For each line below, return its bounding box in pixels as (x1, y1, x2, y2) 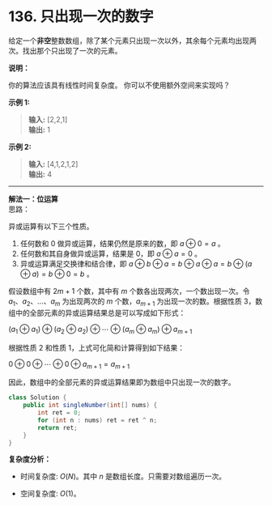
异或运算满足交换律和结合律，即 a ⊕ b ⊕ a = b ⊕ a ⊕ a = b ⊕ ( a (19, 258, 253, 268)
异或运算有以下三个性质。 (8, 221, 94, 231)
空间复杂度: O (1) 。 (19, 489, 81, 499)
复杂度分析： (8, 454, 51, 464)
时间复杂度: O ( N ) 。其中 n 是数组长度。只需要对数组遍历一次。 (19, 471, 227, 482)
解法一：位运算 (8, 193, 58, 203)
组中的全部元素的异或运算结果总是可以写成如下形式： (8, 308, 186, 317)
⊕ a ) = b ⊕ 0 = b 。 (19, 269, 95, 279)
